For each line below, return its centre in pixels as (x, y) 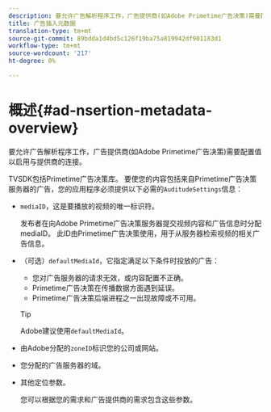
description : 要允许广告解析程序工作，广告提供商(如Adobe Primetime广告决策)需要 (135, 16)
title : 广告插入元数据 (42, 23)
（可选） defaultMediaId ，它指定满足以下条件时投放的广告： (120, 260)
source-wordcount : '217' (50, 53)
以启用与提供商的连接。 (47, 162)
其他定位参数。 (45, 382)
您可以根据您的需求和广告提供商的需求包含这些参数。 (108, 399)
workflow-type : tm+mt (45, 46)
